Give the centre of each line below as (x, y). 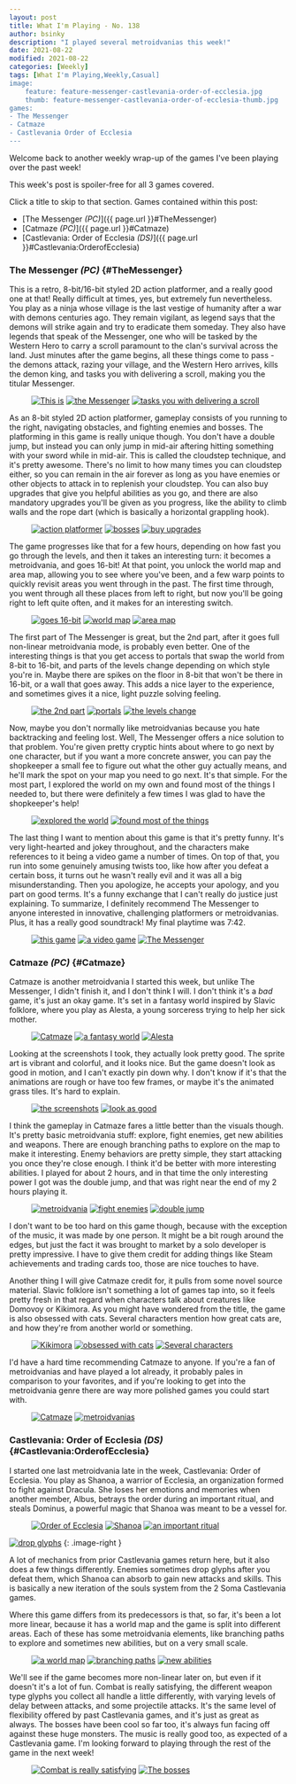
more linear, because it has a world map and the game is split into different (145, 1624)
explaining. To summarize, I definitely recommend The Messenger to (134, 904)
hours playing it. (38, 1192)
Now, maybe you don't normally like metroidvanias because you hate (135, 728)
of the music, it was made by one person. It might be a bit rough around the (147, 1235)
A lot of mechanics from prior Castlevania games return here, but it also (140, 1560)
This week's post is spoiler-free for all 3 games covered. (112, 184)
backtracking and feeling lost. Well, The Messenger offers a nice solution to (147, 737)
